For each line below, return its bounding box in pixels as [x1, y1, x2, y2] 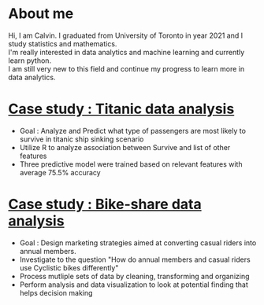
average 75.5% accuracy [19, 167, 101, 177]
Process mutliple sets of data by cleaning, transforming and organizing [19, 271, 250, 281]
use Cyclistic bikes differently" [19, 263, 119, 272]
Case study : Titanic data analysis [8, 100, 235, 118]
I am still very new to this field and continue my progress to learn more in [8, 64, 245, 73]
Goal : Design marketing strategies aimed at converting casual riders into [19, 237, 257, 248]
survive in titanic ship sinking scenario [19, 134, 144, 144]
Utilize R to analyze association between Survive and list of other [19, 142, 231, 152]
